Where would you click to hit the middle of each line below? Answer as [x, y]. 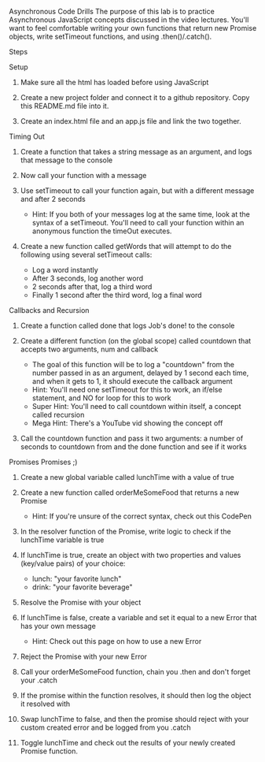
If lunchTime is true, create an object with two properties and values [131, 555]
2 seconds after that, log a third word [92, 286]
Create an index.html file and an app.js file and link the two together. [131, 121]
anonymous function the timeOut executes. [102, 231]
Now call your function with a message [83, 175]
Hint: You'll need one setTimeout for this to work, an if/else [127, 390]
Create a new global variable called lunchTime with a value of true [127, 477]
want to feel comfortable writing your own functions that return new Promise [133, 28]
